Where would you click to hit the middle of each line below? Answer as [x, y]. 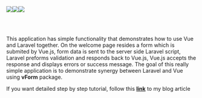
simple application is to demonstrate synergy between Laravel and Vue [95, 71]
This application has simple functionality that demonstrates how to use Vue [100, 39]
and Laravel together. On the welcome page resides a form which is [90, 45]
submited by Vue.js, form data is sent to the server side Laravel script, [94, 51]
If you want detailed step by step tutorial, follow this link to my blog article [98, 89]
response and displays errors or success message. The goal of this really [98, 64]
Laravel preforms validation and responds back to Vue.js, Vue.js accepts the [101, 58]
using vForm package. [34, 77]
